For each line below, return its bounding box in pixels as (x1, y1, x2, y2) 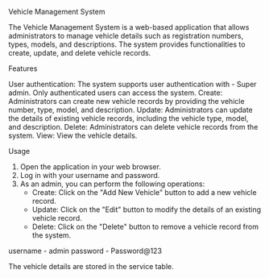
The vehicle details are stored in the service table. (8, 262, 175, 271)
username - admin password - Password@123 (8, 246, 163, 255)
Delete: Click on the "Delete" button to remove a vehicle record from (31, 222, 259, 231)
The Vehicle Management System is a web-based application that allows (8, 23, 250, 31)
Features (8, 64, 38, 73)
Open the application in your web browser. (19, 162, 161, 172)
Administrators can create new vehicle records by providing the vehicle (8, 97, 245, 106)
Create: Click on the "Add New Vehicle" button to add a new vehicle (31, 188, 257, 197)
